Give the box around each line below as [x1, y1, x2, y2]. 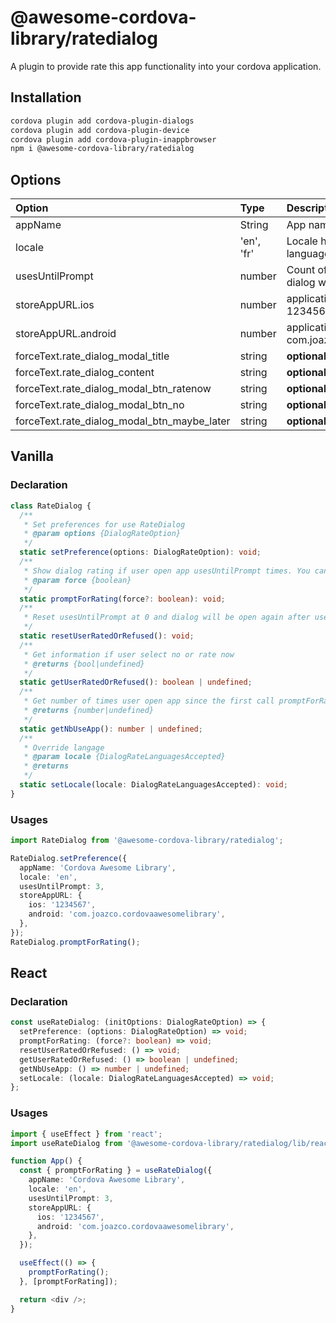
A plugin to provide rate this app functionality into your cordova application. [10, 60, 322, 72]
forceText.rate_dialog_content [15, 366, 155, 380]
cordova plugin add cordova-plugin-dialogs [10, 116, 195, 126]
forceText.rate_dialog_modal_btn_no [15, 398, 185, 412]
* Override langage [23, 742, 105, 753]
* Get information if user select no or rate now [23, 649, 235, 660]
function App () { [10, 1156, 83, 1166]
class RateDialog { [10, 501, 92, 511]
